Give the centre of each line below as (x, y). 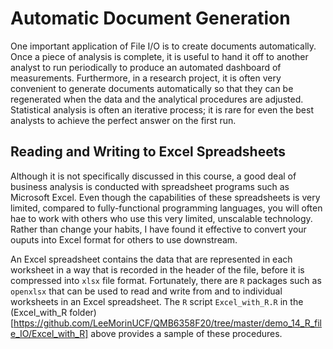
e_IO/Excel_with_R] (49, 333)
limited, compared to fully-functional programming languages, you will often (166, 208)
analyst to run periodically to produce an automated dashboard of (146, 67)
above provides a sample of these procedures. (186, 333)
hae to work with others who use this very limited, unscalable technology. (161, 218)
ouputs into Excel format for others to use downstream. (124, 239)
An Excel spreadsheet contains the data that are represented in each (151, 259)
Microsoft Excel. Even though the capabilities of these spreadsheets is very (165, 197)
